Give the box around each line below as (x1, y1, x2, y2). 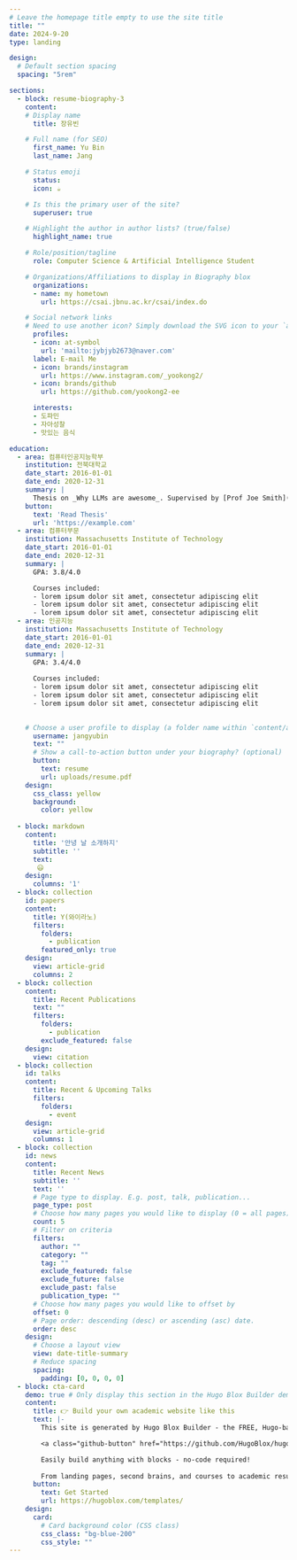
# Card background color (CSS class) (41, 1521, 179, 1530)
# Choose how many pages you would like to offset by (32, 1300, 236, 1308)
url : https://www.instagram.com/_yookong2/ (41, 371, 203, 380)
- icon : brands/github (32, 379, 117, 388)
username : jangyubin (32, 732, 109, 741)
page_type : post (32, 1201, 93, 1210)
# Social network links (25, 314, 113, 322)
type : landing (9, 37, 62, 47)
